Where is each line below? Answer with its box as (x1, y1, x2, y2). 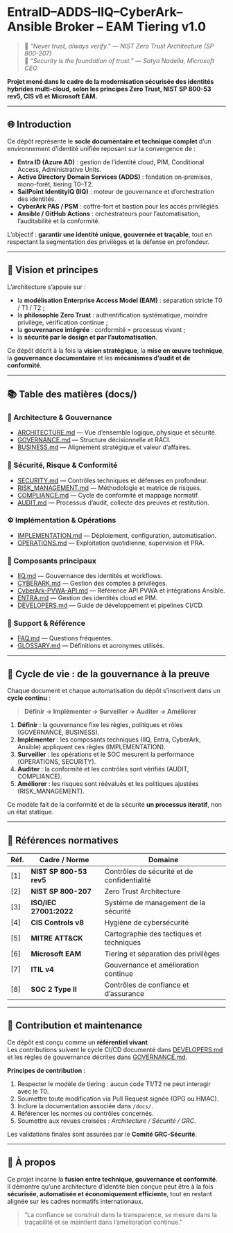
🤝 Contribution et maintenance (7, 1020, 143, 1031)
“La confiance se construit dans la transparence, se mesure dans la (24, 1210, 217, 1218)
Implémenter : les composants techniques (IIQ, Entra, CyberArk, (17, 735, 201, 744)
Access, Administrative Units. (17, 165, 102, 173)
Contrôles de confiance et (104, 980, 189, 990)
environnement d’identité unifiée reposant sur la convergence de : (7, 144, 196, 152)
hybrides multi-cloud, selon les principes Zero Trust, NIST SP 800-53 (7, 85, 212, 93)
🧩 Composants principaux (7, 556, 97, 566)
